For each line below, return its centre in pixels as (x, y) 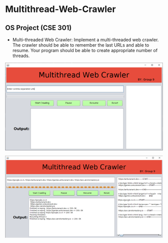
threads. (21, 56)
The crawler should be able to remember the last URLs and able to (81, 45)
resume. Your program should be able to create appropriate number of (85, 50)
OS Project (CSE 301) (38, 28)
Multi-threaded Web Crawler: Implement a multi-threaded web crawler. (85, 40)
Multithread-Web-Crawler (60, 9)
